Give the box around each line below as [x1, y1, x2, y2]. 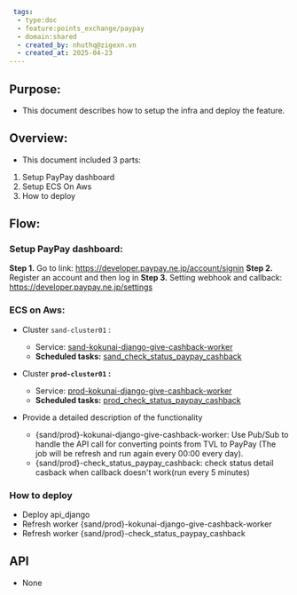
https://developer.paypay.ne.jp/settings [9, 282, 153, 292]
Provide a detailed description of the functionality [21, 412, 203, 423]
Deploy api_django [21, 510, 90, 520]
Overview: [9, 131, 68, 146]
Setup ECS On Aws [21, 181, 92, 192]
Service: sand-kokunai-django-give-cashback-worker [35, 341, 233, 352]
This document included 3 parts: [21, 155, 142, 165]
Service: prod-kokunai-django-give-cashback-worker [35, 385, 232, 396]
